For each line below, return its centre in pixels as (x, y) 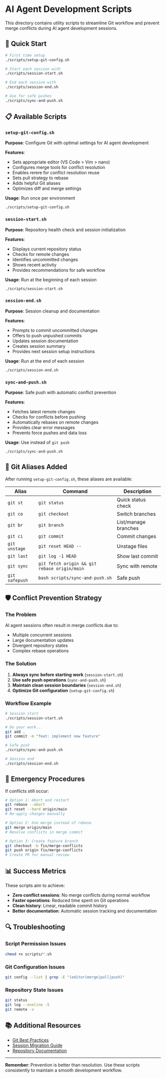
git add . (15, 732)
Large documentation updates (43, 640)
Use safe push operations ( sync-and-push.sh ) (59, 680)
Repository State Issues (34, 990)
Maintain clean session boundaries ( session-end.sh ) (67, 685)
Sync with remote (137, 566)
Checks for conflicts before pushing (49, 417)
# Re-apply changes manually (35, 814)
